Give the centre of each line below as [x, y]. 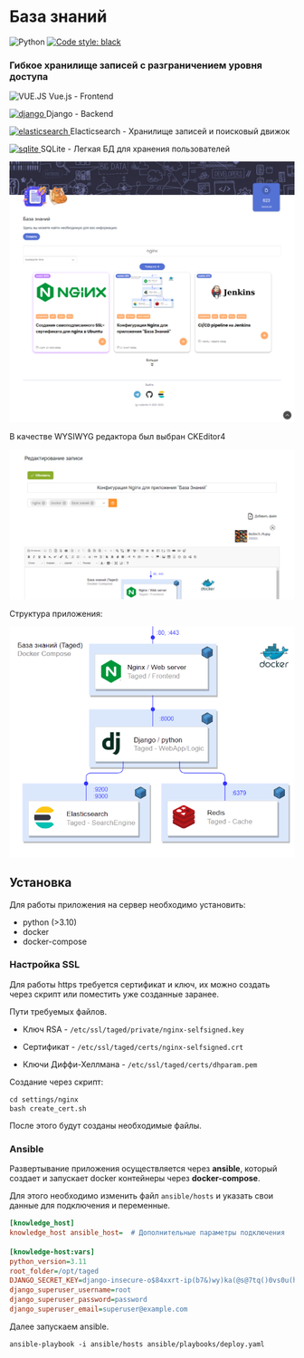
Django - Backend [80, 114]
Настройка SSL [44, 965]
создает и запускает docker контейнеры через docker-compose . [135, 1179]
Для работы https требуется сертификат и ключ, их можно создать [140, 984]
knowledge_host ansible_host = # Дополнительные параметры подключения [147, 1233]
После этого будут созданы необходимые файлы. [105, 1125]
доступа [29, 76]
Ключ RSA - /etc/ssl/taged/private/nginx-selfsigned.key [133, 1029]
